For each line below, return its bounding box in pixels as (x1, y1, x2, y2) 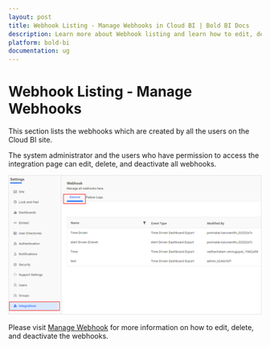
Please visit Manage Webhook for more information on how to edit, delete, (8, 322, 255, 332)
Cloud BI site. (8, 135, 53, 145)
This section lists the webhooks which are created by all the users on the (8, 126, 250, 136)
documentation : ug (8, 47, 70, 56)
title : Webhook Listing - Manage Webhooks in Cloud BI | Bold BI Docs (8, 21, 250, 30)
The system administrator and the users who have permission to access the (8, 151, 260, 160)
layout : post (8, 13, 52, 21)
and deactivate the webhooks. (8, 331, 108, 341)
